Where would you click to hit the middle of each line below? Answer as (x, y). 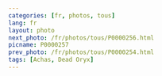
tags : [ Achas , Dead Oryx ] (51, 60)
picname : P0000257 (39, 45)
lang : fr (23, 23)
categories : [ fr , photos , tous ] (62, 15)
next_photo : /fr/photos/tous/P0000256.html (81, 38)
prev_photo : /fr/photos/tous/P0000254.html (81, 52)
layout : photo (32, 30)
